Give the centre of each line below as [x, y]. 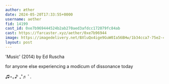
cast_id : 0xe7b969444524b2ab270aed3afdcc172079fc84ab [63, 28]
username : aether [23, 19]
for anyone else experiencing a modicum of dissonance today [69, 66]
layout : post [19, 42]
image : [12, 38]
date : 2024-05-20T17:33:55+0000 [39, 14]
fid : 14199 [17, 24]
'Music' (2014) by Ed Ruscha [35, 56]
